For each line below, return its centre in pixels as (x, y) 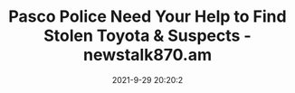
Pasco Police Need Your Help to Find (147, 17)
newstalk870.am (147, 55)
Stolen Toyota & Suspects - (147, 36)
